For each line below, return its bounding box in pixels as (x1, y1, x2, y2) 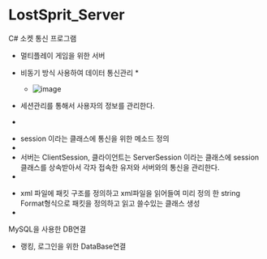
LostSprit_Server (8, 6, 125, 24)
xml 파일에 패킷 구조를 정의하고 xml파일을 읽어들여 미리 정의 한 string (19, 188, 241, 197)
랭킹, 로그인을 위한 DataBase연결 (19, 241, 127, 251)
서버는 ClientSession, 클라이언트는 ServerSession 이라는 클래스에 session (19, 152, 260, 162)
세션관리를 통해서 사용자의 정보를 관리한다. (19, 100, 156, 110)
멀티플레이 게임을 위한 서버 (19, 50, 106, 60)
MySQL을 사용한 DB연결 (8, 224, 87, 234)
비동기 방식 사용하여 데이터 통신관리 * (19, 67, 140, 78)
